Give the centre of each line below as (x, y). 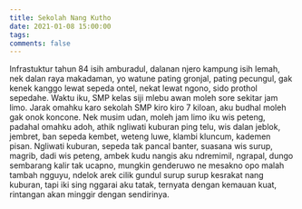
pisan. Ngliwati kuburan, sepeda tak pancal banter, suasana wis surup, (141, 146)
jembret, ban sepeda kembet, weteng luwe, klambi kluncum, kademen (140, 136)
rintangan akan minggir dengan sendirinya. (89, 194)
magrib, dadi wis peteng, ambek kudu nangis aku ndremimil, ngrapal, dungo (151, 156)
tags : (19, 35)
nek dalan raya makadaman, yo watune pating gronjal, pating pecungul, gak (151, 79)
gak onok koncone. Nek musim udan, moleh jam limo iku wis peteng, (137, 117)
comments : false (40, 43)
